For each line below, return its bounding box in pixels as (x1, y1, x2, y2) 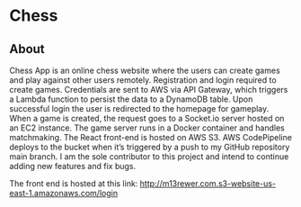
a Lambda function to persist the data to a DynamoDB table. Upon (9, 94, 253, 104)
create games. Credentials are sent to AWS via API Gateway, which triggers (9, 85, 288, 94)
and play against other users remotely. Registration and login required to (9, 75, 277, 85)
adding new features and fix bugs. (9, 161, 137, 171)
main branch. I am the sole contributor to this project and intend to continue (9, 151, 289, 162)
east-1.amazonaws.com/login (9, 188, 119, 198)
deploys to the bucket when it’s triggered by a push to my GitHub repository (9, 141, 290, 152)
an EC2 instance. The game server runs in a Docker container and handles (9, 122, 285, 133)
